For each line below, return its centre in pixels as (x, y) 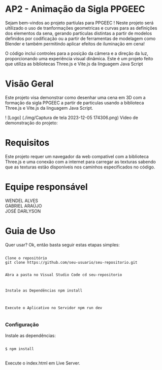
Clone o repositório (26, 258)
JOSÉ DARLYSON (23, 211)
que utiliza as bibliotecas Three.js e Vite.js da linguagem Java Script (74, 64)
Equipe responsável (46, 187)
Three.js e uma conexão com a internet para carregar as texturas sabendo (81, 162)
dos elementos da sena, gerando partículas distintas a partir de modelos (79, 33)
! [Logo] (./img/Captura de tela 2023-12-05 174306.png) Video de (72, 118)
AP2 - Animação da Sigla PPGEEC (75, 9)
